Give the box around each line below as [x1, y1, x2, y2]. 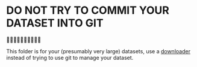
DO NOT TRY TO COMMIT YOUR [6, 4, 170, 17]
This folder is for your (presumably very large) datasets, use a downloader [6, 47, 191, 54]
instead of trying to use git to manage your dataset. [6, 54, 134, 61]
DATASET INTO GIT [6, 16, 104, 30]
